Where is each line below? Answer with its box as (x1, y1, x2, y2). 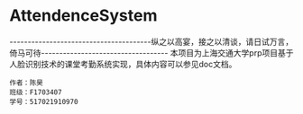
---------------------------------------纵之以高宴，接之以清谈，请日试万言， (9, 36, 294, 47)
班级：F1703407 (9, 87, 62, 97)
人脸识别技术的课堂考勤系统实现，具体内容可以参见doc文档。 (9, 58, 237, 69)
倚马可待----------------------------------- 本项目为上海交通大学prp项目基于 (9, 47, 294, 58)
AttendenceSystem (9, 5, 158, 26)
